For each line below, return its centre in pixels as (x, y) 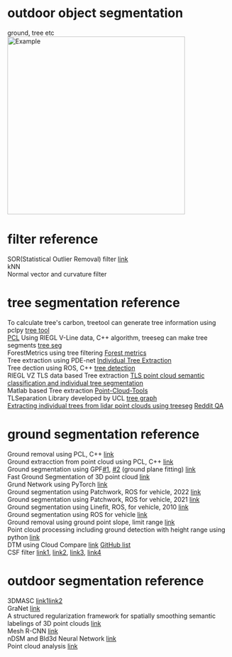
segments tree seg (35, 345)
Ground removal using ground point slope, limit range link (91, 522)
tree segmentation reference (94, 303)
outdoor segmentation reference (106, 581)
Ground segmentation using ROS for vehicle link (77, 514)
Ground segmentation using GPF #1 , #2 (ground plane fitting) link (102, 469)
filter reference (53, 239)
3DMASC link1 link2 (35, 600)
